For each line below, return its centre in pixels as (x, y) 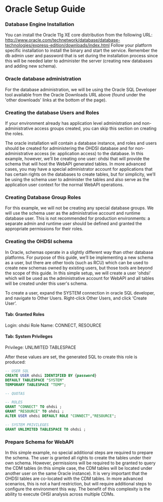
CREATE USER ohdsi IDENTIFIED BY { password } (51, 375)
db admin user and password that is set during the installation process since (81, 56)
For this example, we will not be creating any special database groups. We (80, 208)
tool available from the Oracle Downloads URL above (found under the (75, 94)
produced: (15, 362)
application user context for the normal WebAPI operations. (64, 185)
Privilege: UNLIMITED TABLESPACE (41, 347)
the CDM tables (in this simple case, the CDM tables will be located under (79, 468)
